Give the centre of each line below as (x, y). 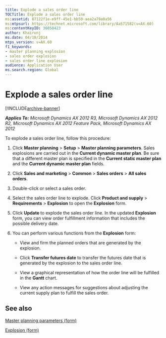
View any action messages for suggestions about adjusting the (84, 287)
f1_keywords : (19, 47)
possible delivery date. (35, 223)
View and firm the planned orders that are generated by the (80, 242)
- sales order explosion (31, 56)
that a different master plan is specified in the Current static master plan (87, 158)
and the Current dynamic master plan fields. (58, 164)
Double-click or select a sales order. (49, 188)
